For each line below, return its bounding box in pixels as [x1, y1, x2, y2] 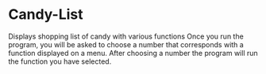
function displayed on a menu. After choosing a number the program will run [8, 48, 258, 57]
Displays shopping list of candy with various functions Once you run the [8, 31, 244, 41]
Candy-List [8, 6, 83, 24]
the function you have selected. [8, 57, 112, 66]
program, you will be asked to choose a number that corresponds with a [8, 39, 244, 49]
